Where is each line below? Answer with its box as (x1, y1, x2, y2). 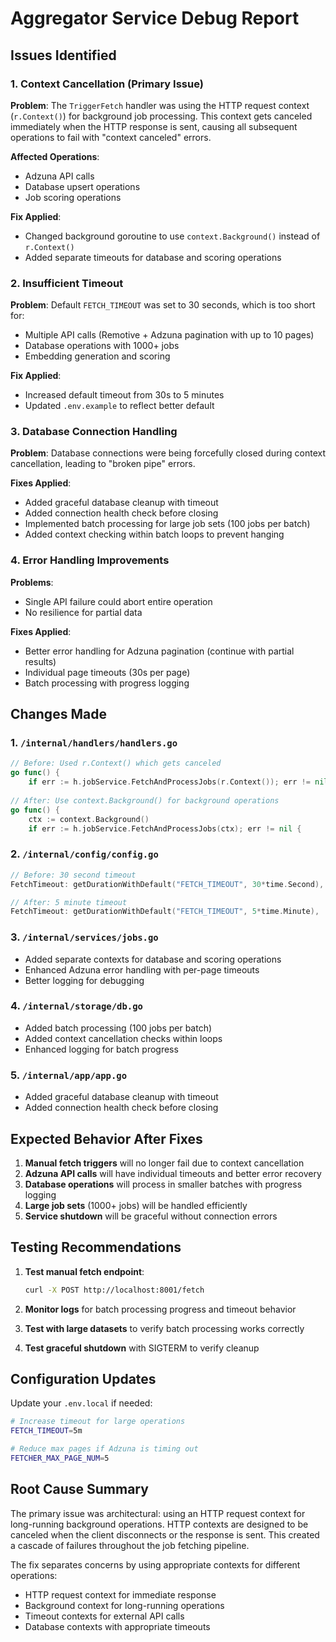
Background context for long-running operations (24, 1599, 225, 1611)
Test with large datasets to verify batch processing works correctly (24, 1322, 305, 1334)
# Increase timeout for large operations (10, 1417, 186, 1427)
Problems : (10, 576, 54, 588)
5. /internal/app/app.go (10, 1068, 128, 1082)
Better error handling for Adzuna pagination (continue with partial (24, 645, 295, 657)
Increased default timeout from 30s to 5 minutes (24, 389, 225, 401)
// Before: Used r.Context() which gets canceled (10, 758, 222, 769)
